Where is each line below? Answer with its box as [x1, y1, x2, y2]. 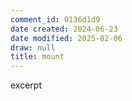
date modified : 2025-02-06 [10, 33, 123, 43]
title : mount [10, 52, 65, 62]
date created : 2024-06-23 [10, 24, 118, 34]
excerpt [10, 79, 42, 91]
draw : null [10, 42, 56, 53]
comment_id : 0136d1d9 [10, 14, 101, 25]
